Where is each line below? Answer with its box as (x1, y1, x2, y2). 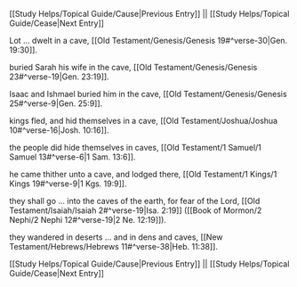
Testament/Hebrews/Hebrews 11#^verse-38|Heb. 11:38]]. (9, 242, 218, 251)
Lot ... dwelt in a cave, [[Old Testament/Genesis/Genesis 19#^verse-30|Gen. (9, 36, 288, 45)
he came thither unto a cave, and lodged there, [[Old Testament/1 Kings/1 (9, 169, 277, 179)
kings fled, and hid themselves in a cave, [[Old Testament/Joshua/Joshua (9, 116, 278, 126)
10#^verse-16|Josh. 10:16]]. (9, 125, 109, 135)
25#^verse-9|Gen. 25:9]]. (9, 98, 103, 109)
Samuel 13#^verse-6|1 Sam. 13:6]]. (9, 152, 136, 162)
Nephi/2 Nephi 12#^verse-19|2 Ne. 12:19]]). (9, 215, 167, 225)
